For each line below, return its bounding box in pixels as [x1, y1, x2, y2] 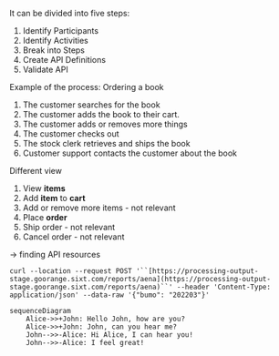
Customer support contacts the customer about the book [22, 147, 238, 158]
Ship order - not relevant [22, 222, 116, 232]
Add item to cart [22, 193, 86, 203]
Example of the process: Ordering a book [9, 82, 164, 92]
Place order [22, 212, 67, 222]
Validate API [22, 64, 68, 75]
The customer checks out [22, 128, 120, 139]
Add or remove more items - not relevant [22, 202, 176, 213]
